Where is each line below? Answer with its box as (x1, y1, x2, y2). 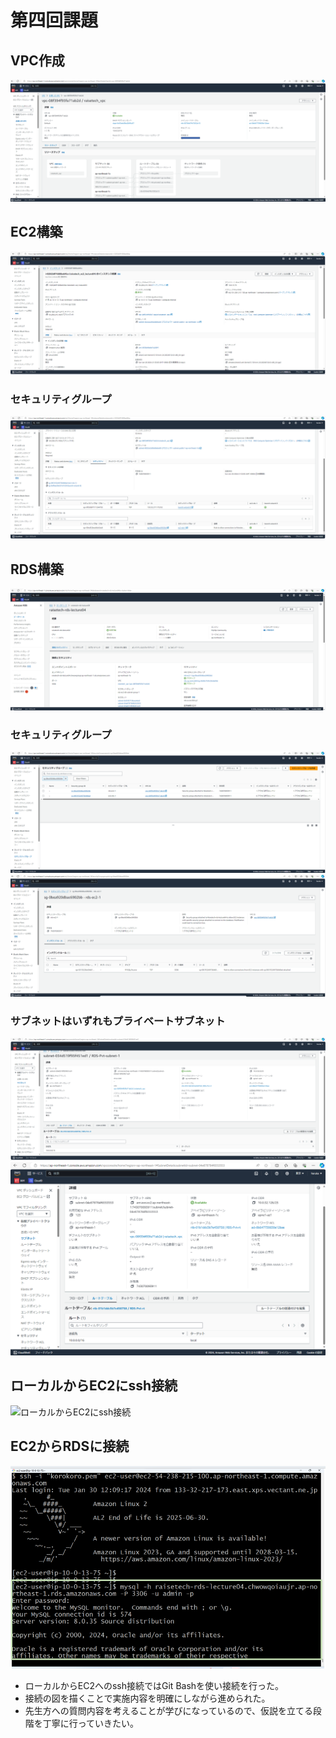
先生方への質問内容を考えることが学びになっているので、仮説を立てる (24, 1705, 314, 1717)
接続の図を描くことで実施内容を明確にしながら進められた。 (24, 1692, 271, 1705)
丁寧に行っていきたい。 (42, 1717, 140, 1730)
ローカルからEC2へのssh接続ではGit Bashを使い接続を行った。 (24, 1680, 285, 1692)
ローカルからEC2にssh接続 (10, 1377, 178, 1395)
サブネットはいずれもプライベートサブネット (10, 1014, 226, 1028)
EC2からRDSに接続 (10, 1438, 130, 1455)
